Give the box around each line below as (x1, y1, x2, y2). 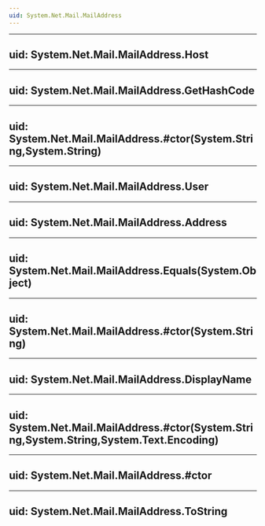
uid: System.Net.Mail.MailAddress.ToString (9, 505, 228, 518)
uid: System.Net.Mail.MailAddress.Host (9, 48, 209, 61)
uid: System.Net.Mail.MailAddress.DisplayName (9, 372, 252, 386)
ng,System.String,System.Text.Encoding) (9, 433, 219, 446)
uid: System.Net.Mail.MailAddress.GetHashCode (9, 83, 255, 97)
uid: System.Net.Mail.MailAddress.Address (9, 216, 227, 229)
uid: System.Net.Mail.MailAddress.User (9, 180, 209, 194)
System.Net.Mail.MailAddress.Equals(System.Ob (9, 265, 257, 278)
